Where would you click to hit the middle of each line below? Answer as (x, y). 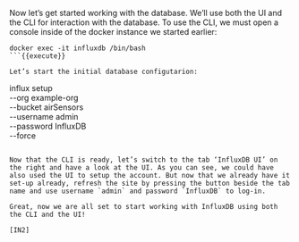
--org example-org (44, 98)
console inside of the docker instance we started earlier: (113, 32)
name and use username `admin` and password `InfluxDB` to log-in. (138, 191)
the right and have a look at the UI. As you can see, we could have (142, 168)
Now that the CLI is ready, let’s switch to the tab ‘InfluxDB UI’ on (144, 160)
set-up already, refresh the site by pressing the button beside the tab (150, 183)
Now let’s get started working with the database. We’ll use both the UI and (146, 13)
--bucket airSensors (47, 107)
